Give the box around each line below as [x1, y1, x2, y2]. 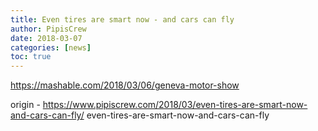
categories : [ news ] [10, 42, 92, 53]
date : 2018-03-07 [10, 33, 83, 43]
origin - [10, 99, 41, 111]
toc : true [10, 52, 52, 62]
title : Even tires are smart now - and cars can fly [10, 14, 235, 25]
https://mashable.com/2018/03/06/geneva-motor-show [10, 79, 240, 91]
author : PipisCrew [10, 24, 87, 34]
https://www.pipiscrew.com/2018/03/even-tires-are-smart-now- [42, 99, 308, 111]
